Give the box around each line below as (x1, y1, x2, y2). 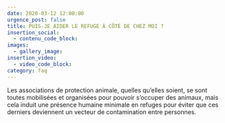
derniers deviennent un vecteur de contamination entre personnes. (7, 107, 197, 116)
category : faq (7, 67, 48, 74)
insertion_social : (7, 29, 60, 36)
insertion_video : (7, 55, 57, 61)
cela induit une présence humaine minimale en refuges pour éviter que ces (7, 100, 219, 109)
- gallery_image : (13, 49, 63, 55)
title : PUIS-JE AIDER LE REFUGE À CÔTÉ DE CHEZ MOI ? (7, 23, 165, 29)
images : (7, 42, 29, 49)
